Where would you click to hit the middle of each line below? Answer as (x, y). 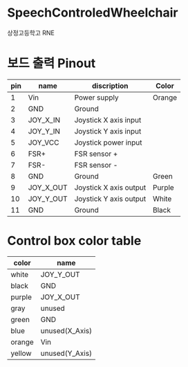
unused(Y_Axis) (66, 353)
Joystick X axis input (108, 120)
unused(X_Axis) (66, 330)
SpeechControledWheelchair (93, 13)
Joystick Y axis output (110, 199)
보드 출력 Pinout (51, 63)
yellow (21, 353)
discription (111, 86)
